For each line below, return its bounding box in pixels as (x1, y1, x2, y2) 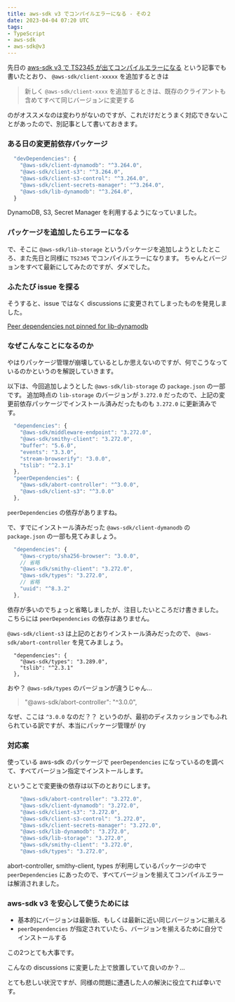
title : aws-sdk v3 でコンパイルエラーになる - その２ (7, 10, 152, 18)
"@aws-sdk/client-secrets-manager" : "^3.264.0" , (20, 181, 165, 189)
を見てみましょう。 (72, 638, 128, 646)
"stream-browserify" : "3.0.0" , (20, 455, 112, 462)
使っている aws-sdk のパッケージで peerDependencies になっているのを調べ (7, 758, 224, 766)
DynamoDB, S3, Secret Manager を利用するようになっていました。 (7, 208, 201, 217)
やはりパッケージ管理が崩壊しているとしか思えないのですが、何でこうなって (7, 358, 228, 367)
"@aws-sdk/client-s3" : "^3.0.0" (20, 488, 114, 495)
